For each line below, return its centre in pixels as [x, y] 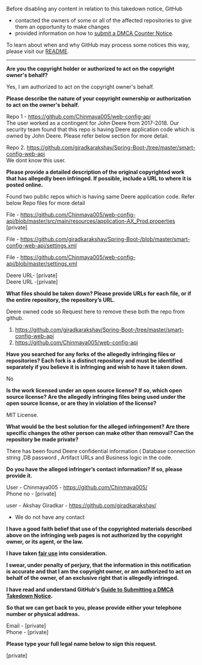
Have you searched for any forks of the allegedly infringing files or [91, 354]
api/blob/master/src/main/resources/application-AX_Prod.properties [91, 221]
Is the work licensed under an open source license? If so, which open [94, 390]
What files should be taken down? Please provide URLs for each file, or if [99, 293]
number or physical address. [43, 614]
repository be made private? [42, 439]
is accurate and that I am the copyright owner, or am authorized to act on [99, 571]
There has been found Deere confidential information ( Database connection [101, 451]
